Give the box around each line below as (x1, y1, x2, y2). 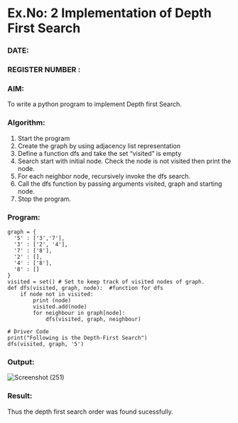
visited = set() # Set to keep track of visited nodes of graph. (7, 278, 205, 286)
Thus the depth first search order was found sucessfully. (7, 407, 173, 416)
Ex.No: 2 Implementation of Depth (7, 5, 212, 21)
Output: (7, 357, 35, 367)
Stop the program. (17, 194, 72, 203)
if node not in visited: (20, 291, 94, 298)
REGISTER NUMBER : (7, 65, 81, 75)
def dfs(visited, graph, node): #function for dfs (7, 284, 163, 291)
